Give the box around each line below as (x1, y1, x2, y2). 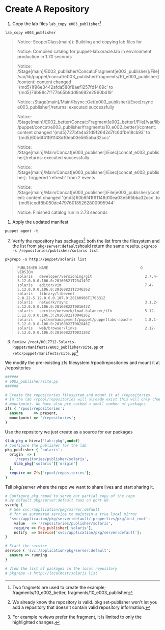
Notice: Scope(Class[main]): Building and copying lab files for (17, 38, 142, 45)
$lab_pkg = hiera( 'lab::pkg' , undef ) (5, 438, 80, 443)
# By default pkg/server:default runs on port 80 (5, 498, 109, 503)
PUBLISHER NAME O (17, 265, 143, 270)
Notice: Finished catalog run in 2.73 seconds (17, 209, 108, 215)
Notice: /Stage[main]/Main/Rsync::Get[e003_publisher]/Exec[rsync (17, 99, 153, 104)
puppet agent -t (5, 228, 38, 233)
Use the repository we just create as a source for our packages (5, 429, 133, 434)
